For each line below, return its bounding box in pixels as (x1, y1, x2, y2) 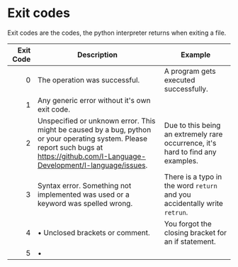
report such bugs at (38, 142, 103, 152)
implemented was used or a (38, 190, 130, 200)
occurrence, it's (164, 138, 217, 148)
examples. (164, 156, 198, 165)
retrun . (164, 207, 188, 217)
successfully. (164, 84, 209, 94)
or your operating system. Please (38, 133, 147, 143)
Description (77, 50, 118, 60)
